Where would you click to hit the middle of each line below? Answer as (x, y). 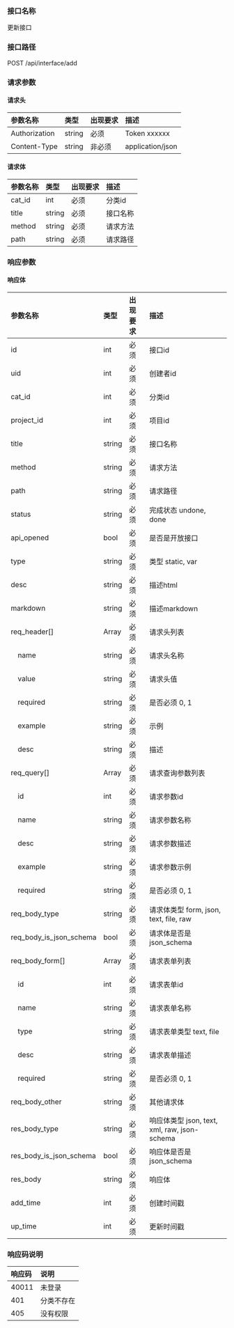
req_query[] (30, 773)
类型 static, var (173, 562)
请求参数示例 (170, 867)
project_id (27, 421)
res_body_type (35, 1129)
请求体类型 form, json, (185, 910)
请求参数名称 (170, 820)
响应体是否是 (170, 1152)
